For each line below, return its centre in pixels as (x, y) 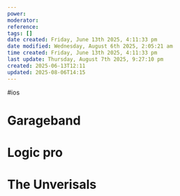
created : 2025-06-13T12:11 (46, 66)
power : (17, 14)
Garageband (44, 120)
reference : (23, 27)
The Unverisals (52, 184)
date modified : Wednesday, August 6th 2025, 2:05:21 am (90, 46)
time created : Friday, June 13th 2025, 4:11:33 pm (82, 53)
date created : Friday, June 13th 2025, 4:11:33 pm (82, 40)
